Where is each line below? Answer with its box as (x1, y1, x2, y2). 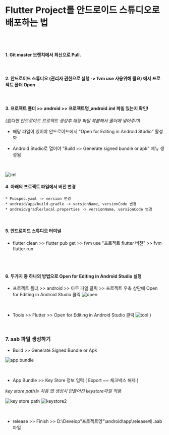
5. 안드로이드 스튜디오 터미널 (5, 228, 62, 234)
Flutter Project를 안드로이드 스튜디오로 (5, 5, 160, 16)
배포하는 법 (5, 17, 48, 29)
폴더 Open (14, 81, 35, 88)
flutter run (12, 245, 34, 252)
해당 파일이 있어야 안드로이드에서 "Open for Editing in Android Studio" (12, 128, 154, 134)
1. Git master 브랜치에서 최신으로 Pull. (5, 51, 82, 58)
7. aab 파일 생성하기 (5, 336, 51, 343)
